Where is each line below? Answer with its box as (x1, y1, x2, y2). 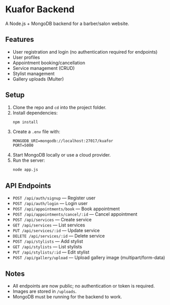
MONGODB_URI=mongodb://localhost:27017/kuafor (12, 139, 114, 144)
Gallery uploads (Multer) (12, 75, 64, 82)
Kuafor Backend (5, 4, 75, 15)
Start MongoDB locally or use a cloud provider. (12, 152, 111, 158)
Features (5, 35, 34, 44)
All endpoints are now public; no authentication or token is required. (12, 283, 155, 289)
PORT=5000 (12, 143, 34, 148)
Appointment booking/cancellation (12, 60, 86, 66)
